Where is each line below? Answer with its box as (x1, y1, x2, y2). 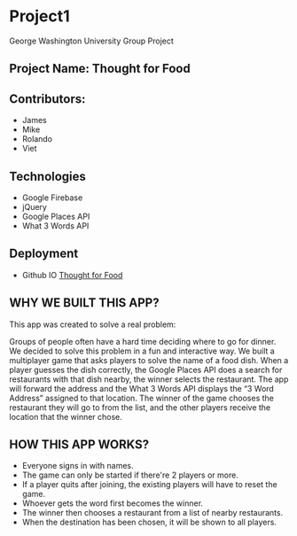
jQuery (21, 201, 47, 212)
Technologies (9, 168, 87, 183)
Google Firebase (21, 192, 83, 203)
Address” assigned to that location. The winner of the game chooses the (9, 392, 275, 403)
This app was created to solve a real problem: (9, 319, 176, 330)
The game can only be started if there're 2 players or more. (21, 470, 239, 480)
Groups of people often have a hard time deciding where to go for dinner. (9, 336, 277, 346)
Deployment (9, 246, 79, 261)
